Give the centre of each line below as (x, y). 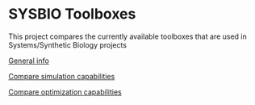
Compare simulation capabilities (62, 76)
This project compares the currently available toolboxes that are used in (128, 36)
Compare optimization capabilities (65, 92)
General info (29, 61)
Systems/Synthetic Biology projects (68, 44)
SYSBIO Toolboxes (72, 14)
